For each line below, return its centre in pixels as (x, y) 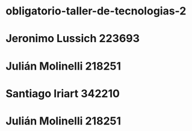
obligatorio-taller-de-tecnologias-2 (96, 11)
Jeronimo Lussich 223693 (73, 39)
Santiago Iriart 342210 (63, 93)
